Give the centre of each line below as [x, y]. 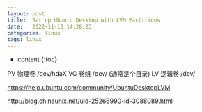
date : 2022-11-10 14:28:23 [49, 26]
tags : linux [24, 40]
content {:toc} [37, 59]
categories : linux [34, 33]
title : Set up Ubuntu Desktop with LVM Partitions [84, 20]
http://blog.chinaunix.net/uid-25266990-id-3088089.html [90, 101]
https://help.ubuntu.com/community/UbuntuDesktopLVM [89, 88]
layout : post [26, 14]
